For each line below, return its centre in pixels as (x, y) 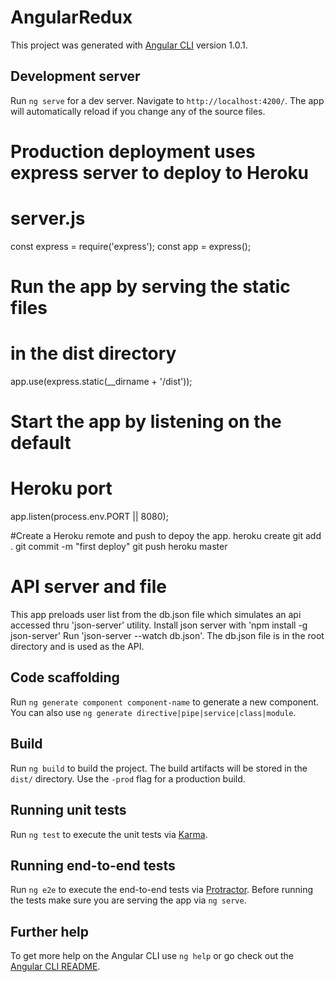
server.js (48, 218)
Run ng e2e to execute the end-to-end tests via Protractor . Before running (162, 890)
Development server (75, 76)
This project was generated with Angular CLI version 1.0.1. (129, 45)
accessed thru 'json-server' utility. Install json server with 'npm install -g (159, 625)
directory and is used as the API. (77, 647)
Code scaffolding (65, 677)
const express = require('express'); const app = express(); (131, 246)
